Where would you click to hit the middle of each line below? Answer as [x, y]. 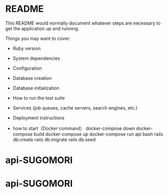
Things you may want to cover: [38, 38]
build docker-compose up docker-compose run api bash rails [98, 134]
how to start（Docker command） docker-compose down [74, 128]
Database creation [32, 78]
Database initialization [36, 88]
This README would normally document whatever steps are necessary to [83, 23]
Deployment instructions [39, 118]
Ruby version [27, 48]
